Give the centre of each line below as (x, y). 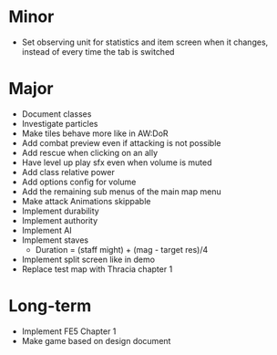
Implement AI (46, 230)
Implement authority (60, 220)
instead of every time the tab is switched (98, 51)
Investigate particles (60, 123)
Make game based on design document (96, 340)
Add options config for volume (79, 182)
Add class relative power (68, 172)
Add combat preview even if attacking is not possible (121, 142)
